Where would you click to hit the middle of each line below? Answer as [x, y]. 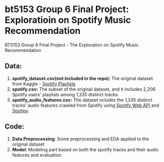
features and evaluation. [37, 155]
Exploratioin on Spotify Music [68, 20]
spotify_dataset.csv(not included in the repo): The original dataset [83, 78]
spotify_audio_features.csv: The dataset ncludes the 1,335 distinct [82, 100]
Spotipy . [21, 110]
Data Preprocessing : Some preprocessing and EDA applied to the [80, 139]
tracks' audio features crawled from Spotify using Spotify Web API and [86, 105]
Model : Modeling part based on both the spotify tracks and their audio [85, 149]
